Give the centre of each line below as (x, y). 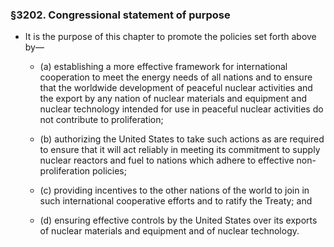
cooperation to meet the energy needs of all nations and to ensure (176, 77)
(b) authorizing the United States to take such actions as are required (182, 139)
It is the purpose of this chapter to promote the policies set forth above (170, 37)
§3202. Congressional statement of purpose (120, 15)
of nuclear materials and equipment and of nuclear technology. (169, 231)
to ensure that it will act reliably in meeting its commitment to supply (180, 150)
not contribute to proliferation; (101, 120)
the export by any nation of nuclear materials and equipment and (173, 99)
